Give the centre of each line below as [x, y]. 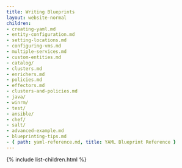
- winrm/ [17, 102]
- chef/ [16, 119]
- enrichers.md [26, 74]
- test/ [16, 108]
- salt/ [16, 125]
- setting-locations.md [37, 40]
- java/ [16, 97]
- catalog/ [20, 63]
